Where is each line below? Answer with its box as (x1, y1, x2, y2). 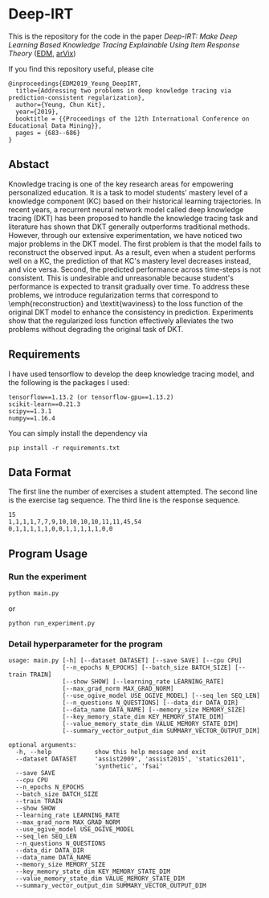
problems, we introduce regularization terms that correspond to (8, 290, 218, 300)
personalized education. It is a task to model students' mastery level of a (8, 187, 248, 197)
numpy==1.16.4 (8, 414, 56, 422)
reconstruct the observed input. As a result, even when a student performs (8, 247, 256, 257)
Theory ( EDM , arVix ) (8, 48, 76, 58)
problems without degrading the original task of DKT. (8, 324, 184, 334)
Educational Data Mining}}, (8, 121, 103, 129)
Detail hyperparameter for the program (8, 638, 163, 650)
